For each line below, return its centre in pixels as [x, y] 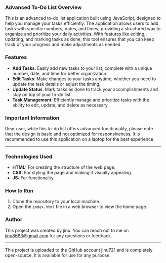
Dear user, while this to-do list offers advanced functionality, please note [79, 128]
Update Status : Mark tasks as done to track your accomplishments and [85, 89]
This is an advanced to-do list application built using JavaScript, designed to [83, 18]
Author [14, 219]
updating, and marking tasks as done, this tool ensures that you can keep [80, 39]
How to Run [19, 191]
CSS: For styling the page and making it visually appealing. [72, 173]
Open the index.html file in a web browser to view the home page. [80, 207]
